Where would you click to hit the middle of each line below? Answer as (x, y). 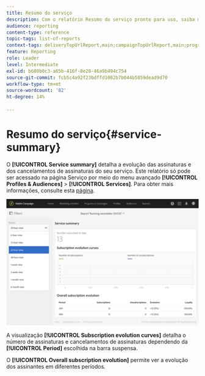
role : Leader (23, 58)
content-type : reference (38, 32)
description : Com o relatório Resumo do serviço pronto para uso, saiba (101, 19)
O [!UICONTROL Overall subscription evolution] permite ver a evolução (97, 360)
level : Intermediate (33, 64)
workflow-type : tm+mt (34, 84)
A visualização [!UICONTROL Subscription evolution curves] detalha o (96, 335)
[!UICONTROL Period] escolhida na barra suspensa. (72, 348)
